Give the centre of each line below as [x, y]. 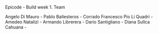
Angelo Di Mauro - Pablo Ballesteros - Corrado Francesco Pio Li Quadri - [79, 17]
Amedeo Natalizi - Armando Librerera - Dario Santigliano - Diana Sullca [78, 22]
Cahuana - [16, 27]
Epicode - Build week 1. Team [35, 7]
